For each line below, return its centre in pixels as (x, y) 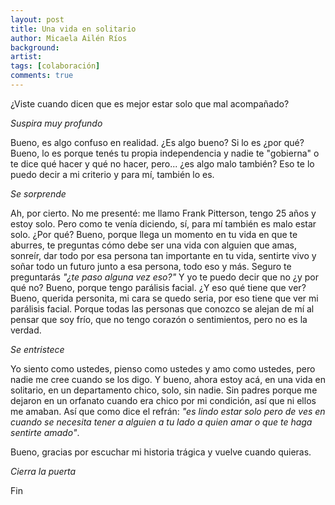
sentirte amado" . (45, 432)
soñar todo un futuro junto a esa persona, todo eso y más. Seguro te (151, 266)
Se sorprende (38, 193)
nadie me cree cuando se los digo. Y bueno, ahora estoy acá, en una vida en (168, 379)
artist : (26, 57)
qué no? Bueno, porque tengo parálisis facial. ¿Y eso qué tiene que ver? (158, 287)
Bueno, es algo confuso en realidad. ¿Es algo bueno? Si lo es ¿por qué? (157, 142)
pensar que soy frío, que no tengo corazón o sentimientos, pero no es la (159, 319)
